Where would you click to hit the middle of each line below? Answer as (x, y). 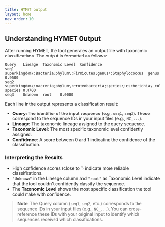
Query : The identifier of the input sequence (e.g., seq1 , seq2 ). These (81, 113)
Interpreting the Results (34, 158)
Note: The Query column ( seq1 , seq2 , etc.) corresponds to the (79, 204)
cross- (135, 209)
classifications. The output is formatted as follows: (56, 56)
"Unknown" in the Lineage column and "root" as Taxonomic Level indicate (86, 179)
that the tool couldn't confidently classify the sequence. (69, 184)
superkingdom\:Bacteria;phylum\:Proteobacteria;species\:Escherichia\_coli (84, 86)
